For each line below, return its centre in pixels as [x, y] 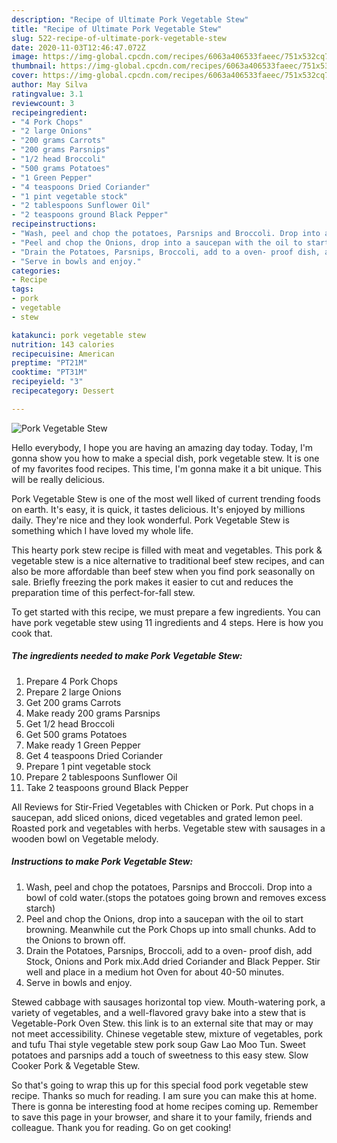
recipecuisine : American [63, 354]
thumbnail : [34, 66]
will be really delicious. [58, 479]
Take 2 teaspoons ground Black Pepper [107, 787]
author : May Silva [49, 85]
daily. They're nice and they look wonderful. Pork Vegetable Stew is [150, 520]
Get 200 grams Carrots [73, 702]
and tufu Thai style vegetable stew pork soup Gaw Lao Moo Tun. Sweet [158, 1044]
